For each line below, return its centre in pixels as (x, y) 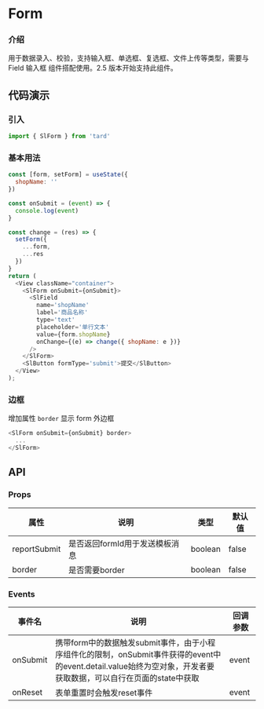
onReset (27, 692)
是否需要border (96, 570)
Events (22, 594)
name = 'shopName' (63, 305)
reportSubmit (37, 549)
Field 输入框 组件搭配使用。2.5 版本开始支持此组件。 (93, 68)
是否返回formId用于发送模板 (120, 543)
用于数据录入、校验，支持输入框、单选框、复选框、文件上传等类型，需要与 (128, 58)
